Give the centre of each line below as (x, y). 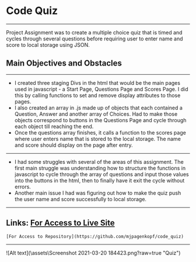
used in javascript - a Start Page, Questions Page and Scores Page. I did (101, 89)
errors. (22, 187)
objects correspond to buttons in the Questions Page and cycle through (100, 120)
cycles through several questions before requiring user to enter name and (94, 39)
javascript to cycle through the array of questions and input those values (101, 174)
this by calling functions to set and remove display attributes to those (97, 95)
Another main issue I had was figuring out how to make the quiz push (98, 193)
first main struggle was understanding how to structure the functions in (100, 168)
